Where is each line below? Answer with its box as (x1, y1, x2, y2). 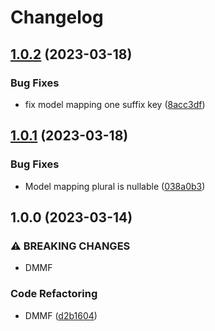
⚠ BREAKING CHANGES (10, 239, 131, 253)
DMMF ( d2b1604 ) (24, 309, 98, 321)
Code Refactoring (10, 287, 98, 301)
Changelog (10, 6, 104, 29)
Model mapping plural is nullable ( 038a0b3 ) (24, 180, 206, 192)
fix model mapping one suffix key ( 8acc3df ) (24, 98, 206, 110)
